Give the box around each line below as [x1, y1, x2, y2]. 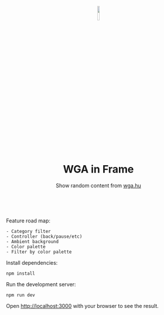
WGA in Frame [63, 163, 134, 176]
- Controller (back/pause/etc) [6, 234, 83, 239]
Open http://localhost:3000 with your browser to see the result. [6, 302, 159, 309]
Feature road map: [6, 217, 51, 224]
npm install [6, 271, 35, 276]
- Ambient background [6, 238, 59, 245]
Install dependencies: [6, 259, 58, 266]
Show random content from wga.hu [55, 182, 142, 189]
